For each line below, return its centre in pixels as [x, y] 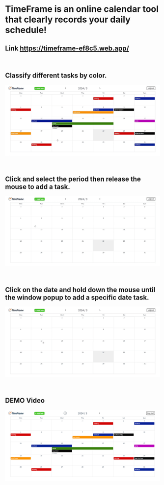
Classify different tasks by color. [56, 76]
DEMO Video [25, 401]
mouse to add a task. [38, 187]
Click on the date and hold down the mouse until [80, 290]
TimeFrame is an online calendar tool [82, 9]
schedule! [26, 30]
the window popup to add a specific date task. [77, 297]
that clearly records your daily [68, 19]
